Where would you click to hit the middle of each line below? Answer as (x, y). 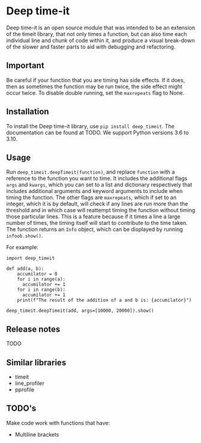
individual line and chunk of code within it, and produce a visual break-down (100, 40)
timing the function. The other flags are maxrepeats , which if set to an (91, 198)
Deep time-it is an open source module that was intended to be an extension (101, 28)
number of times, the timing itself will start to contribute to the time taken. (97, 223)
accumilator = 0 (37, 274)
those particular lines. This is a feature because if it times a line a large (93, 216)
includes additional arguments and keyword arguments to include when (94, 191)
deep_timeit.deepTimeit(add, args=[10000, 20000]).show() (80, 311)
